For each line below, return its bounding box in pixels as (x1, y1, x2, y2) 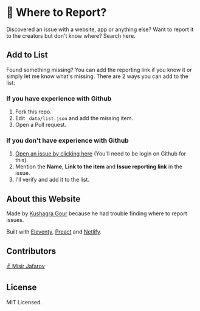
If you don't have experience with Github (6, 136, 129, 145)
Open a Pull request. (15, 121, 67, 129)
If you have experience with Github (6, 94, 112, 102)
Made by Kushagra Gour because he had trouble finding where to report (6, 210, 187, 217)
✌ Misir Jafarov (6, 262, 45, 270)
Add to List (6, 50, 48, 60)
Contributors (6, 246, 57, 256)
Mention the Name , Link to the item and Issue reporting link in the (15, 163, 182, 170)
